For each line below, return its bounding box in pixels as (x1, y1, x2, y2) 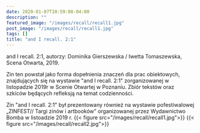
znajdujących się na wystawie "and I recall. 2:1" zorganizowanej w (6, 77, 169, 84)
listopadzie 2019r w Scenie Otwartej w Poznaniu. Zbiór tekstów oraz (6, 83, 175, 90)
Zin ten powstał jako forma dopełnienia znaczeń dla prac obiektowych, (6, 71, 180, 78)
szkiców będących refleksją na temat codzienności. (6, 90, 134, 97)
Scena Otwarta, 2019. (6, 59, 60, 66)
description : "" (6, 14, 47, 20)
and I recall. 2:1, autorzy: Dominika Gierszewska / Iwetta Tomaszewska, (6, 53, 182, 60)
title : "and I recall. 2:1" (6, 36, 77, 42)
